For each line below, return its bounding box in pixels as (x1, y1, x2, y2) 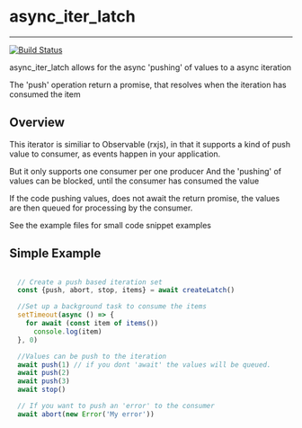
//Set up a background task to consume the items (17, 302, 207, 311)
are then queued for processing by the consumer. (9, 202, 193, 213)
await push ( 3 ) (17, 377, 70, 386)
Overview (9, 115, 66, 130)
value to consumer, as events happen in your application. (9, 148, 221, 159)
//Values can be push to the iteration (17, 352, 167, 361)
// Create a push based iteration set (17, 277, 164, 287)
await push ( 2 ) (17, 369, 70, 378)
